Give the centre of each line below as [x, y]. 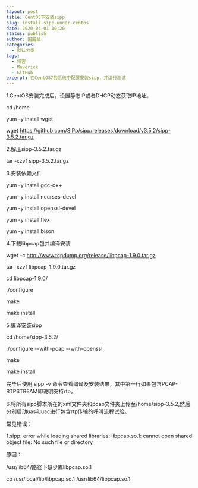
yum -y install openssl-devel [41, 208]
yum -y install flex [28, 220]
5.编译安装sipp [24, 325]
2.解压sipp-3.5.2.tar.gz [34, 149]
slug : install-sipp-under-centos [48, 23]
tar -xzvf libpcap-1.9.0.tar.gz [41, 267]
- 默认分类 [23, 51]
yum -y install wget [30, 119]
